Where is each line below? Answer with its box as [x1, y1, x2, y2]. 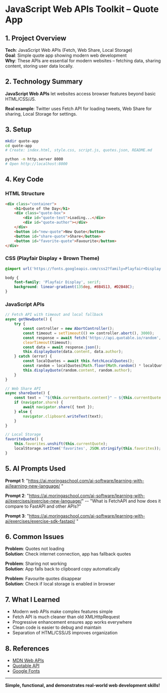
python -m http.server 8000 [5, 157, 64, 162]
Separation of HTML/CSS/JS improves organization [12, 630, 118, 636]
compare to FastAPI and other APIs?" [5, 503, 81, 509]
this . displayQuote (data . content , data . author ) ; [23, 349, 123, 354]
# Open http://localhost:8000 [5, 161, 68, 166]
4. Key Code [5, 175, 44, 184]
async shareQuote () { [5, 391, 50, 396]
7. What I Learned [5, 595, 60, 604]
